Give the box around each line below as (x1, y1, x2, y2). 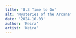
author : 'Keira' (5, 21, 39, 26)
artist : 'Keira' (5, 26, 39, 31)
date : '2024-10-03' (5, 16, 46, 21)
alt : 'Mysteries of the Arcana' (5, 12, 72, 17)
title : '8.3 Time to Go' (5, 7, 57, 12)
